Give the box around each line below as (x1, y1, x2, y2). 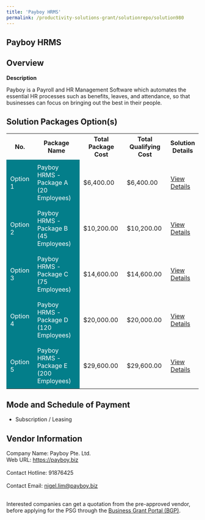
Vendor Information (6, 433, 82, 444)
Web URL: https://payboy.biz (6, 456, 79, 464)
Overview (6, 58, 45, 68)
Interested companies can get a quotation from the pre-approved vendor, (6, 500, 191, 508)
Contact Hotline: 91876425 (6, 469, 74, 477)
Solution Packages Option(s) (6, 117, 118, 127)
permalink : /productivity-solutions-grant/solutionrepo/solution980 (6, 15, 184, 21)
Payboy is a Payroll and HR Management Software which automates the (6, 86, 187, 93)
